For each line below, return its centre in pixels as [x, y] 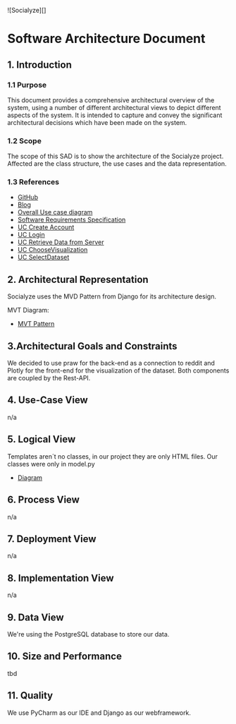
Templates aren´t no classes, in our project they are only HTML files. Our [113, 456]
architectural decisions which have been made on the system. [97, 122]
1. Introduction [39, 65]
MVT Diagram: [28, 310]
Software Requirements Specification [72, 220]
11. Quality [30, 695]
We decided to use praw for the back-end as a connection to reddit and [111, 363]
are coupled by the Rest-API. [49, 378]
